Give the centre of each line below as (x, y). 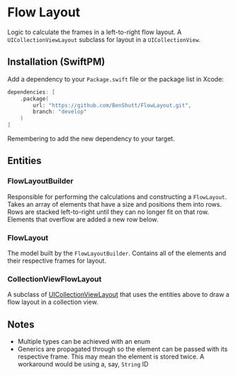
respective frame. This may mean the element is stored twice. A (111, 357)
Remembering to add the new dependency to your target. (91, 138)
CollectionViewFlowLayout (55, 279)
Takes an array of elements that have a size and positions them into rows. (114, 204)
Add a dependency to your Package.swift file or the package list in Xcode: (116, 79)
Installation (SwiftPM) (56, 62)
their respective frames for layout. (57, 261)
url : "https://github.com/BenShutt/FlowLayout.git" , (112, 105)
